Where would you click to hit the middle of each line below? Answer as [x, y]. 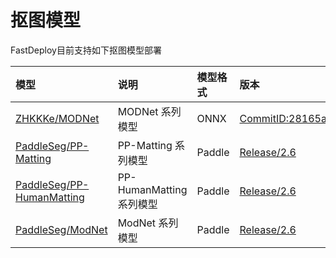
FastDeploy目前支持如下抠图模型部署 [86, 50]
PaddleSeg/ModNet [61, 229]
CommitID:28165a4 [286, 118]
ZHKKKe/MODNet [57, 118]
